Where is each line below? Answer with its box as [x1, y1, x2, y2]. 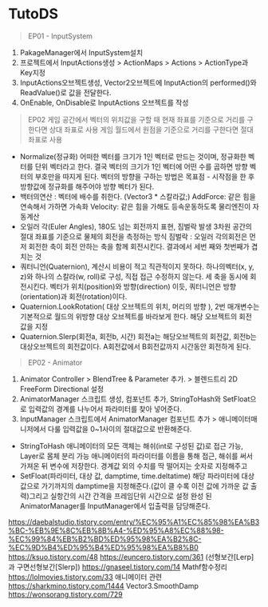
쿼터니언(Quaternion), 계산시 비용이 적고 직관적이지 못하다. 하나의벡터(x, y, [19, 262, 254, 271]
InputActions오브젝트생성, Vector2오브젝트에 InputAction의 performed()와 [19, 78, 257, 87]
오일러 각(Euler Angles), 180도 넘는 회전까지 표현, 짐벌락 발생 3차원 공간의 [19, 222, 253, 231]
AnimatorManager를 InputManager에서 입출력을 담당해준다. [19, 501, 211, 510]
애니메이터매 [218, 413, 258, 424]
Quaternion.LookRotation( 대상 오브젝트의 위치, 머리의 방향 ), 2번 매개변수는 [19, 302, 260, 311]
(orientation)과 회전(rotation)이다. [19, 291, 128, 301]
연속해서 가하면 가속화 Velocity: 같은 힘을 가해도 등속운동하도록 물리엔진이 [19, 202, 251, 211]
